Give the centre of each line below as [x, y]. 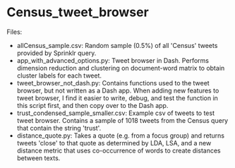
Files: [14, 32]
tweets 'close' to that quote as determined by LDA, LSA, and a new [114, 143]
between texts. [38, 158]
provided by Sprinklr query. [56, 53]
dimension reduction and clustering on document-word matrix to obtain [121, 68]
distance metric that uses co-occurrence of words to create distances [119, 150]
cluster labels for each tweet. [59, 76]
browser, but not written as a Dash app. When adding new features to [118, 90]
